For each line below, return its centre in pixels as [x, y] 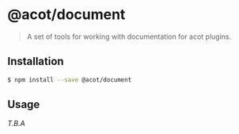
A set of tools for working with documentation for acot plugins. [129, 36]
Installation [36, 61]
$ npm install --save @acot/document [70, 80]
